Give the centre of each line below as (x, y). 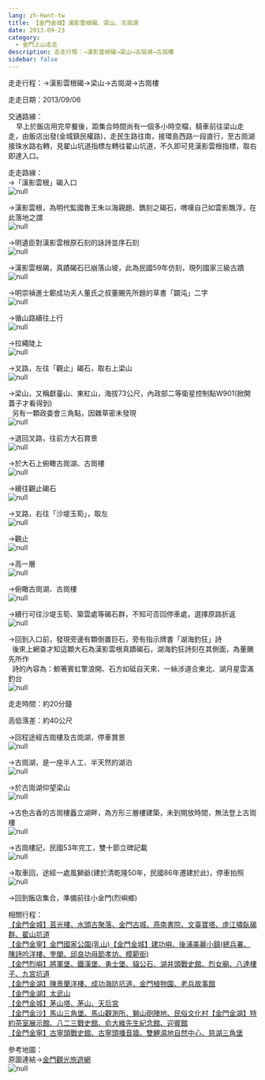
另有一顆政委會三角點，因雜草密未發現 (74, 413)
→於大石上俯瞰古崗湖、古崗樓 (56, 463)
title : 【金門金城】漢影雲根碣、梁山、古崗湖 (74, 23)
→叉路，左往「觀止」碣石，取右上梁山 (70, 368)
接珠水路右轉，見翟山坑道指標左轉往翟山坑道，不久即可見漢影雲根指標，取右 (132, 146)
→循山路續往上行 (36, 318)
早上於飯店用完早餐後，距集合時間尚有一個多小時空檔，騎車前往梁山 (126, 126)
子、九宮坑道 (29, 974)
